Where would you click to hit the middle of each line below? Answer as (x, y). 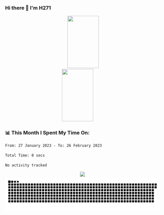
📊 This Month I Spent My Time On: (47, 133)
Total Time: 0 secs (25, 155)
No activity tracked (26, 165)
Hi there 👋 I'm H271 (28, 8)
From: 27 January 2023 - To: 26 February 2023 (54, 145)
